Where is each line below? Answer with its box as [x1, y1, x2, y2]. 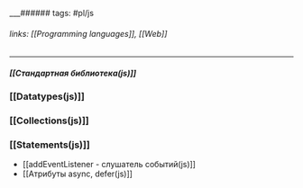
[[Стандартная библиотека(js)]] [9, 67, 137, 78]
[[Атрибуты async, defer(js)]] [22, 168, 133, 179]
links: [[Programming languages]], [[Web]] [9, 28, 168, 39]
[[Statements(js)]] [9, 139, 90, 151]
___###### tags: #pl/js [9, 8, 95, 18]
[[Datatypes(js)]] [9, 90, 86, 103]
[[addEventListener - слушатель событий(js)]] [22, 159, 197, 170]
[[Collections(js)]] [9, 114, 89, 127]
